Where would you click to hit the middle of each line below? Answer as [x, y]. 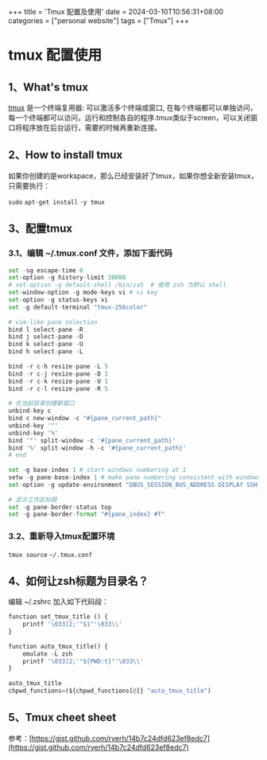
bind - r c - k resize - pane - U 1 [58, 381]
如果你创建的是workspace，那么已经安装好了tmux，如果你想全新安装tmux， [133, 175]
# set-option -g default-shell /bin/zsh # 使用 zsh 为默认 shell [117, 285]
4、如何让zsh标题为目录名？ [79, 581]
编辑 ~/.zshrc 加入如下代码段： [59, 602]
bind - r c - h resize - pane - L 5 [58, 366]
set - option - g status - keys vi [58, 300]
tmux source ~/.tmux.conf [50, 555]
